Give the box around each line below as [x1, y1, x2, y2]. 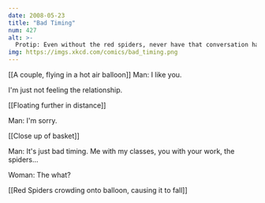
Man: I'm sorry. [8, 116, 58, 125]
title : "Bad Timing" [8, 19, 77, 27]
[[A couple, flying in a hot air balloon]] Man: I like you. [8, 70, 182, 79]
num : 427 [8, 26, 37, 34]
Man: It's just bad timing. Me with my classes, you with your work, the [8, 147, 235, 156]
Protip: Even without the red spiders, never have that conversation [15, 41, 248, 49]
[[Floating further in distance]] [8, 100, 106, 110]
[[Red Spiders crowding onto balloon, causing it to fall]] [8, 186, 188, 194]
